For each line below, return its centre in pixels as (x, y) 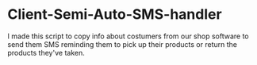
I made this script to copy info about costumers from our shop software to (128, 36)
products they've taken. (46, 52)
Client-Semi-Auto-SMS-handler (115, 14)
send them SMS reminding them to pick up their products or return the (122, 44)
